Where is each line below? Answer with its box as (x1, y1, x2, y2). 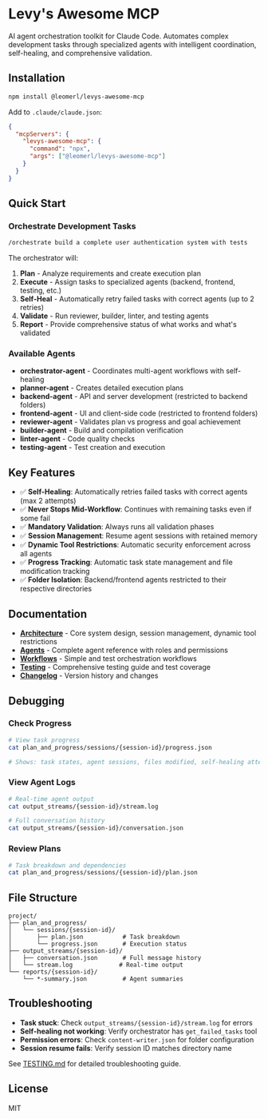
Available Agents (8, 348, 76, 360)
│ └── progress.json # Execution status (8, 940, 187, 948)
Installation (8, 71, 65, 85)
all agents (19, 549, 53, 559)
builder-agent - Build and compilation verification (19, 425, 183, 436)
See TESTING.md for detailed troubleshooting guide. (8, 1058, 181, 1068)
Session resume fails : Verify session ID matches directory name (19, 1043, 233, 1053)
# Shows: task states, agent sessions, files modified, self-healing (8, 758, 245, 766)
